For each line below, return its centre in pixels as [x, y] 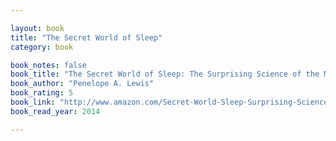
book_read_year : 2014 [55, 111]
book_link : [33, 102]
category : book [42, 47]
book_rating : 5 [42, 93]
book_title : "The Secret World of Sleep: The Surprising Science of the [165, 74]
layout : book [37, 28]
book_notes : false [48, 65]
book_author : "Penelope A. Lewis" [82, 84]
